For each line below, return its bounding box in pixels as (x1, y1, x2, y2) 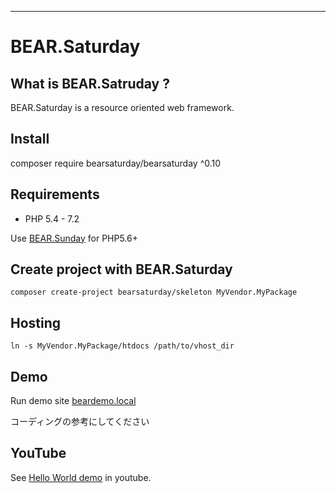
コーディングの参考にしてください (10, 416, 150, 428)
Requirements (10, 186, 100, 203)
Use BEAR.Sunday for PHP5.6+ (10, 232, 138, 244)
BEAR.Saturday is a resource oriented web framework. (10, 102, 235, 113)
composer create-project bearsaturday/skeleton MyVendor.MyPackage (10, 287, 298, 298)
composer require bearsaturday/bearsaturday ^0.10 (10, 157, 222, 169)
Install (10, 131, 50, 148)
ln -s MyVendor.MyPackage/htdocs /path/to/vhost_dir (10, 341, 235, 351)
